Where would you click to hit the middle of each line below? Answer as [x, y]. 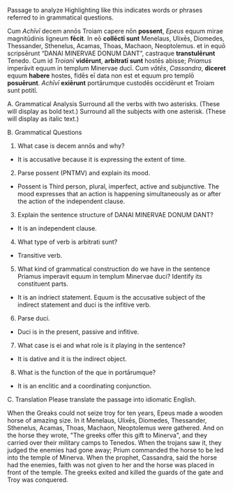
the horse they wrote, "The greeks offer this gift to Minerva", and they [107, 435]
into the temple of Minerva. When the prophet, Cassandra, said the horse [112, 457]
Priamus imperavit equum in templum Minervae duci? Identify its [110, 276]
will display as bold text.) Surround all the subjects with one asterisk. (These [116, 111]
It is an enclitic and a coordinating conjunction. [84, 386]
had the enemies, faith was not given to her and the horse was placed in [111, 465]
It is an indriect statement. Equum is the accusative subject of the [111, 297]
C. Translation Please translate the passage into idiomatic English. [102, 400]
